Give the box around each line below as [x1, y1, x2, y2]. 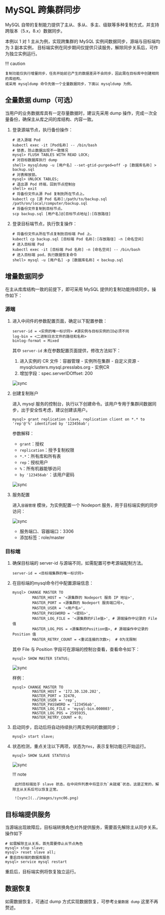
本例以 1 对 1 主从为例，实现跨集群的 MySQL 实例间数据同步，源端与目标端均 [5, 38, 161, 44]
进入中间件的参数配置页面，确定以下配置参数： [12, 318, 107, 324]
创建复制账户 [12, 390, 38, 396]
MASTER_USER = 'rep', [32, 698, 77, 703]
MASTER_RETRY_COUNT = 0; [32, 715, 83, 720]
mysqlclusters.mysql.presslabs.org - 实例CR [19, 364, 109, 370]
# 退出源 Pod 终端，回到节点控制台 [12, 182, 76, 187]
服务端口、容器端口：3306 [19, 528, 74, 534]
